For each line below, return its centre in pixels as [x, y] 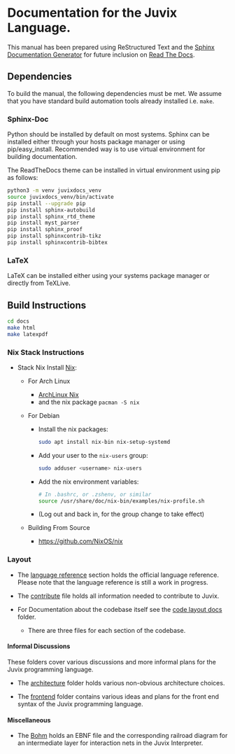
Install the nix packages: [73, 429]
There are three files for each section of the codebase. [107, 630]
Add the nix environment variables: [88, 482]
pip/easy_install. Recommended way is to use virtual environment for [106, 149]
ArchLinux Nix [58, 394]
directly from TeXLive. [39, 283]
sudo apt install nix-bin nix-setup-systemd [104, 442]
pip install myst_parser [43, 223]
